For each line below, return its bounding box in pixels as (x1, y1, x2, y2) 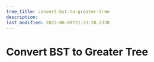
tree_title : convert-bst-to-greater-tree (6, 8, 110, 15)
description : (6, 14, 38, 20)
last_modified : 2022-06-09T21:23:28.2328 (6, 19, 110, 25)
